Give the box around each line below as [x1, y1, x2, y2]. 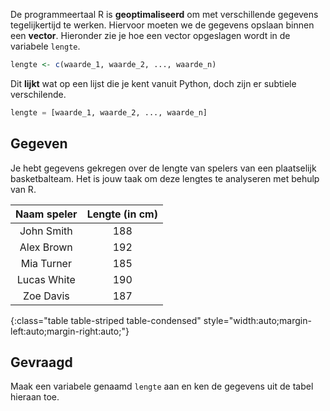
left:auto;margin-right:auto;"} [10, 325, 130, 337]
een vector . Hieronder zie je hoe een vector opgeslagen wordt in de [10, 30, 291, 41]
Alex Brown [19, 240, 73, 254]
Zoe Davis [22, 289, 70, 303]
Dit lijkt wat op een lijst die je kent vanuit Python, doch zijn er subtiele [10, 77, 297, 89]
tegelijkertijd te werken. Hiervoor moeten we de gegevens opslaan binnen [10, 19, 315, 31]
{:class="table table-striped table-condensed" [10, 314, 202, 326]
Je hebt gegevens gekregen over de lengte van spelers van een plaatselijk [10, 162, 317, 174]
